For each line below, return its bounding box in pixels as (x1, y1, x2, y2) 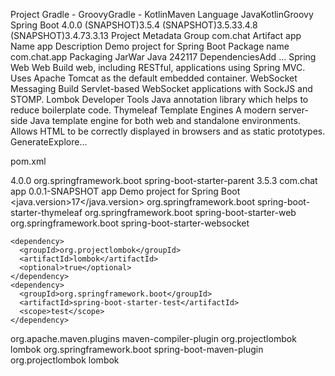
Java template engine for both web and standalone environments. (29, 115, 301, 126)
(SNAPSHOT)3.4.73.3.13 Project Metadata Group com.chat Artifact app (10, 30, 302, 41)
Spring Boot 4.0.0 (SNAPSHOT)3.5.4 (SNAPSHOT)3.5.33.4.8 (10, 19, 258, 31)
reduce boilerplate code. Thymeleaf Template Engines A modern (10, 104, 277, 116)
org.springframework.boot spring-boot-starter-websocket (10, 217, 250, 229)
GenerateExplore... (10, 136, 88, 148)
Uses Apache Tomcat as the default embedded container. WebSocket (10, 72, 298, 84)
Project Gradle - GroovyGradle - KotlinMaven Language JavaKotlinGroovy (10, 9, 314, 20)
